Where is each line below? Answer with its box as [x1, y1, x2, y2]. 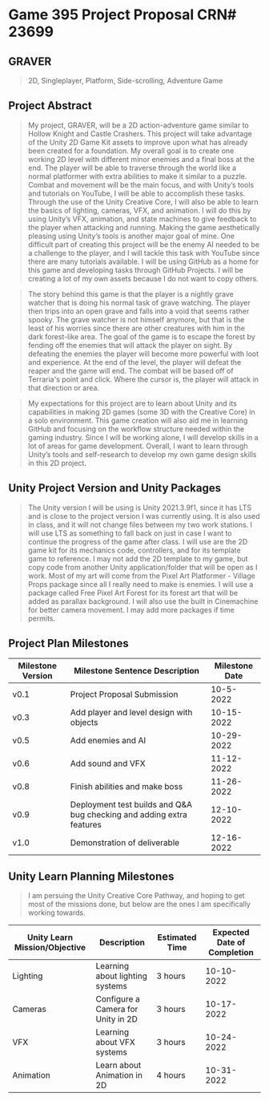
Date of [216, 937, 246, 948]
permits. [27, 613, 56, 623]
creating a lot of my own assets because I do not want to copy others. [27, 273, 259, 283]
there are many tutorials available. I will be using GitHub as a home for [27, 257, 259, 266]
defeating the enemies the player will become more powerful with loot [27, 349, 259, 358]
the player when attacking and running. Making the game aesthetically [27, 222, 260, 232]
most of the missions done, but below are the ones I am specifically [27, 900, 251, 909]
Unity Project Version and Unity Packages [8, 481, 222, 495]
